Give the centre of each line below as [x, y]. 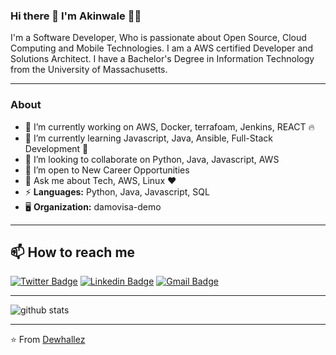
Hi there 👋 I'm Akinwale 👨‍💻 [76, 16]
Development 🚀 [56, 148]
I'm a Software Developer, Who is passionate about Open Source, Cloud [158, 38]
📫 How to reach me [73, 252]
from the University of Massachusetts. [89, 70]
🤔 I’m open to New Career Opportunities [107, 170]
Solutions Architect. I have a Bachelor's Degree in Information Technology [162, 59]
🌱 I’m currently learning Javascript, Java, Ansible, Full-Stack [148, 138]
